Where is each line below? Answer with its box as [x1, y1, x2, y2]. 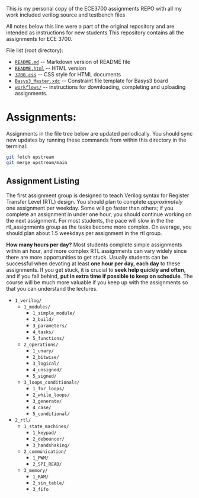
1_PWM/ [32, 455, 49, 461]
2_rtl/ [14, 417, 31, 423]
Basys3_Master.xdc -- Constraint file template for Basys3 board [14, 77, 168, 84]
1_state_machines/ [23, 423, 69, 429]
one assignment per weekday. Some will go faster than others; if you [6, 204, 174, 211]
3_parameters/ [32, 323, 68, 329]
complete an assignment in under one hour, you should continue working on [6, 210, 192, 218]
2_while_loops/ [32, 392, 70, 398]
